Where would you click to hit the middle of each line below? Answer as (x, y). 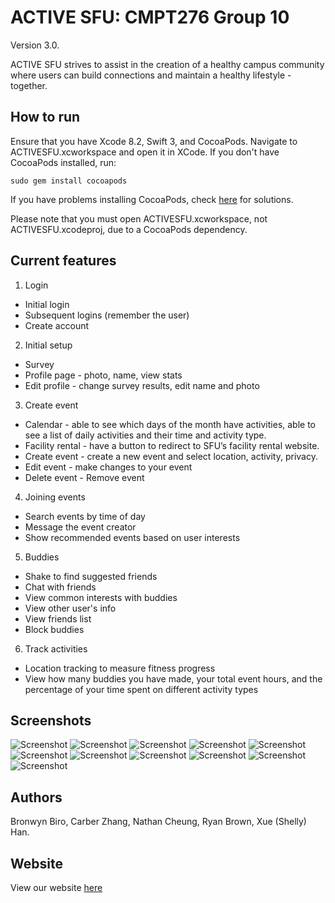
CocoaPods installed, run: (63, 162)
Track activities (56, 648)
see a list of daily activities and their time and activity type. (145, 435)
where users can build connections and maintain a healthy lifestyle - (151, 75)
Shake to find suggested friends (91, 576)
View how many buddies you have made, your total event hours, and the (173, 678)
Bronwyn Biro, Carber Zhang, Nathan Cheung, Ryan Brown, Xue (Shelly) (158, 822)
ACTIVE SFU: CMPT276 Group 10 (150, 17)
